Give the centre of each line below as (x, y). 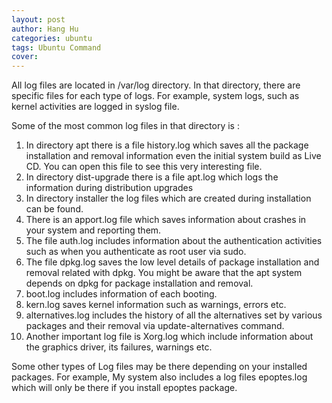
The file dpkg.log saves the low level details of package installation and (172, 262)
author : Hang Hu (45, 29)
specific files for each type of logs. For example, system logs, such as (155, 96)
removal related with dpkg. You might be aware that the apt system (164, 273)
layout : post (38, 19)
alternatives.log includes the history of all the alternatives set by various (174, 315)
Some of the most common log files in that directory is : (125, 126)
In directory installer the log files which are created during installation (168, 198)
